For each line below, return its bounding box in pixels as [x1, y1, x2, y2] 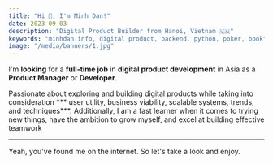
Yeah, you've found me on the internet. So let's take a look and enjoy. [8, 147, 241, 157]
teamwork [8, 123, 42, 133]
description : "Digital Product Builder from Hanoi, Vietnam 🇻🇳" [8, 27, 234, 35]
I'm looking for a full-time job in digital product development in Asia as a [8, 64, 256, 74]
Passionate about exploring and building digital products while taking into [8, 88, 254, 98]
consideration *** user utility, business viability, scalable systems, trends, [8, 97, 254, 107]
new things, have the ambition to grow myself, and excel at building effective [8, 114, 265, 124]
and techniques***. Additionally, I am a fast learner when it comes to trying [8, 106, 258, 116]
